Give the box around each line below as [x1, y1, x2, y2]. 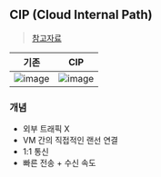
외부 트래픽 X [22, 123, 70, 134]
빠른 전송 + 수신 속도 [22, 158, 96, 169]
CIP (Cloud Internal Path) [9, 7, 153, 23]
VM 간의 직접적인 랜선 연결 [22, 135, 118, 146]
